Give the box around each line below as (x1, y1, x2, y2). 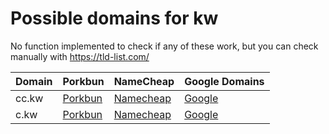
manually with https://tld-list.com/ (10, 50, 150, 62)
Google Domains (184, 74, 265, 88)
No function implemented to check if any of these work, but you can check (10, 40, 319, 52)
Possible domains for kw (10, 7, 219, 30)
